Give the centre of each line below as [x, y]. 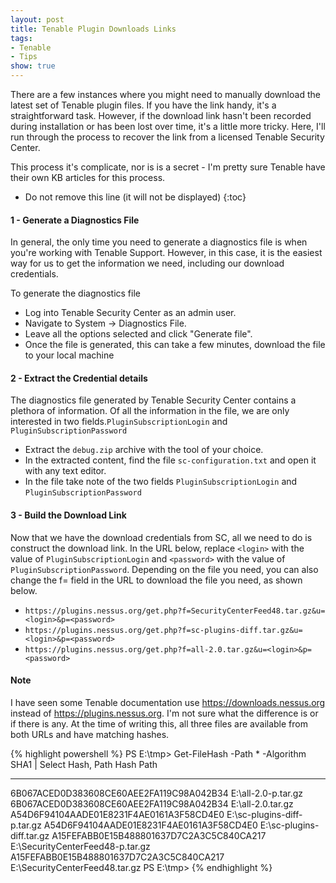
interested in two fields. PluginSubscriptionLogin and [119, 422]
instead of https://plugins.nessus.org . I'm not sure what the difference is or [164, 713]
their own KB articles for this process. [88, 177]
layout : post [37, 19]
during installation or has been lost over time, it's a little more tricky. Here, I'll [168, 126]
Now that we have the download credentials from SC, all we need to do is [161, 537]
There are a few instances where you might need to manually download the [165, 94]
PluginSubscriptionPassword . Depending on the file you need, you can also [164, 569]
